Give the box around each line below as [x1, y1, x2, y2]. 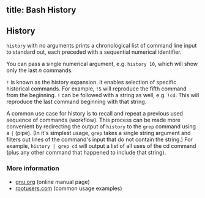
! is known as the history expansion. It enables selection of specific [6, 79, 177, 86]
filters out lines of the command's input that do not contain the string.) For [6, 136, 193, 143]
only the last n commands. [6, 67, 73, 74]
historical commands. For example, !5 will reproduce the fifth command [6, 85, 187, 92]
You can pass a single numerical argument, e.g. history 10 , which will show [6, 61, 198, 68]
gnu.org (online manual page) [15, 178, 90, 185]
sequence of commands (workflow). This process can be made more [6, 116, 181, 124]
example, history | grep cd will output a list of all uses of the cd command [6, 142, 196, 150]
